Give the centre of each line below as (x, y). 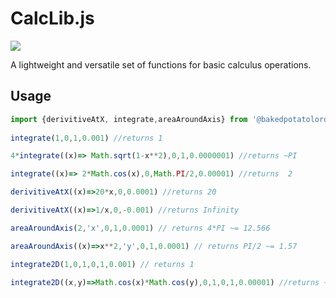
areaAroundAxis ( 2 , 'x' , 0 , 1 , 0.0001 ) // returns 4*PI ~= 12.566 (140, 228)
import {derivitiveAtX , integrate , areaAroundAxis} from (129, 119)
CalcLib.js (52, 18)
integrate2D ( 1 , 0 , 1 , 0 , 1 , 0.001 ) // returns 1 (102, 264)
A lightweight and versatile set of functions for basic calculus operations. (161, 64)
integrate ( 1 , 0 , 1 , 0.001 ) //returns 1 (86, 138)
